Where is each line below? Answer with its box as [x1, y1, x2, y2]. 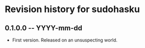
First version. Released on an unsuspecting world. [12, 37, 118, 43]
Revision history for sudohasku [5, 4, 140, 15]
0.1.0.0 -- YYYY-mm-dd [5, 24, 83, 32]
